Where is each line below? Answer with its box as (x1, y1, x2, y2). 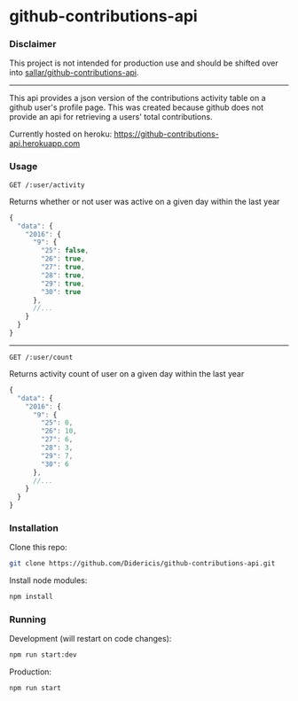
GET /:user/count (9, 353, 74, 362)
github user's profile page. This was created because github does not (9, 102, 264, 113)
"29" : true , (41, 279, 86, 288)
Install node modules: (9, 575, 88, 586)
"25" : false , (41, 246, 90, 255)
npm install (9, 592, 53, 602)
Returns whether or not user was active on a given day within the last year (9, 196, 280, 206)
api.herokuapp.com (9, 138, 81, 149)
